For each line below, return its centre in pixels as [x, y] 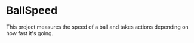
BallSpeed [32, 10]
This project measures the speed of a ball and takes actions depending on [98, 27]
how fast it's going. [30, 33]
